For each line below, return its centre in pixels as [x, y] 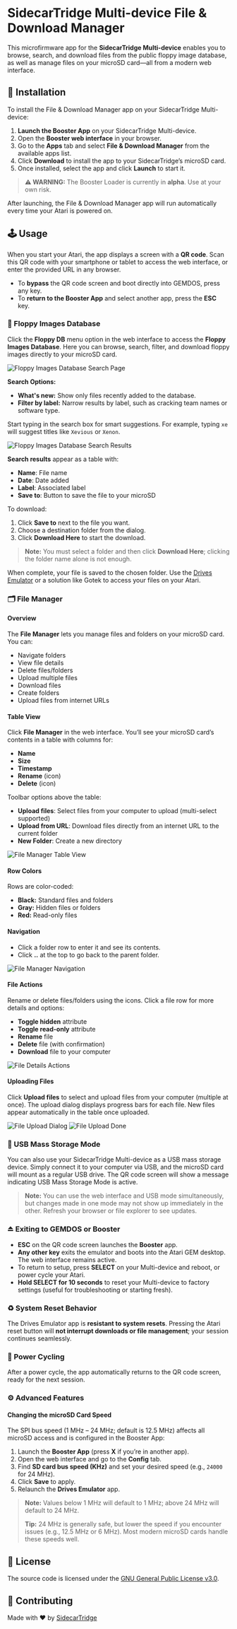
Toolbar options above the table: [54, 798]
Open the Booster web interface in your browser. [90, 138]
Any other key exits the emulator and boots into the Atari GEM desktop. [121, 1252]
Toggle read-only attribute [56, 1029]
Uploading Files [31, 1081]
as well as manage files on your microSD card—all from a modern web [109, 62]
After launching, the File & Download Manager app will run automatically [112, 203]
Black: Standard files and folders [65, 900]
